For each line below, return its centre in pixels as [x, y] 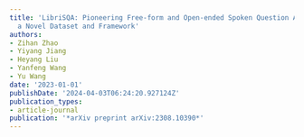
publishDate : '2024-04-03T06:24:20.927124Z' [95, 93]
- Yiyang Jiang [38, 51]
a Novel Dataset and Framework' [79, 26]
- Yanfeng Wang [38, 68]
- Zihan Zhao [34, 43]
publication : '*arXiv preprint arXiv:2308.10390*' [107, 118]
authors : [26, 34]
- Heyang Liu [34, 59]
